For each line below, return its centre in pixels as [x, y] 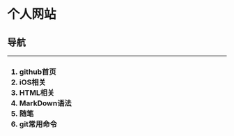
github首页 [38, 72]
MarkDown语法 [45, 103]
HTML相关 [37, 93]
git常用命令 [38, 124]
